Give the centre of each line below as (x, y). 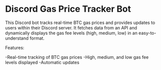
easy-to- (147, 33)
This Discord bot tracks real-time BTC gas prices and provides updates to (80, 23)
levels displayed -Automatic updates (42, 62)
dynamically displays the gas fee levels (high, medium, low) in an (71, 33)
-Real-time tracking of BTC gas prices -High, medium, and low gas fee (77, 57)
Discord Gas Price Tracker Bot (68, 9)
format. (37, 38)
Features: (15, 47)
